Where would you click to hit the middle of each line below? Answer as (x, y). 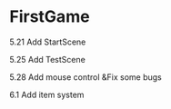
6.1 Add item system (47, 94)
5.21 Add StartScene (48, 42)
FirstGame (50, 17)
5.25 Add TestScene (48, 59)
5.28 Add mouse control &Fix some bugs (85, 77)
